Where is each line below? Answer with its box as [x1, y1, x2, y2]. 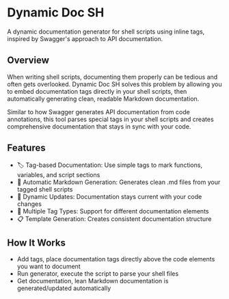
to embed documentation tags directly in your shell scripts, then [7, 87, 187, 95]
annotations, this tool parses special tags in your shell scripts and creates [7, 115, 214, 123]
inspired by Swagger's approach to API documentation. [7, 34, 163, 42]
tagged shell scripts [16, 185, 73, 193]
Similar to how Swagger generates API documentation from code [7, 107, 190, 116]
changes [16, 200, 42, 208]
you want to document [16, 262, 81, 271]
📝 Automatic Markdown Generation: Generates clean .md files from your [16, 178, 221, 186]
